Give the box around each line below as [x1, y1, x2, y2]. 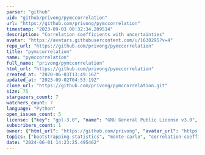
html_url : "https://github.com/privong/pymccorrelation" [6, 65, 154, 72]
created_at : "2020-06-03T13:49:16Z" [6, 71, 99, 77]
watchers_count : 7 [6, 99, 53, 106]
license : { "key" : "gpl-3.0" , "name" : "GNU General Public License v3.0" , [6, 117, 198, 123]
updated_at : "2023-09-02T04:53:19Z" [6, 77, 99, 83]
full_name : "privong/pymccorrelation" [6, 60, 105, 66]
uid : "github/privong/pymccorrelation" [6, 15, 108, 21]
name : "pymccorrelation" [6, 54, 70, 60]
